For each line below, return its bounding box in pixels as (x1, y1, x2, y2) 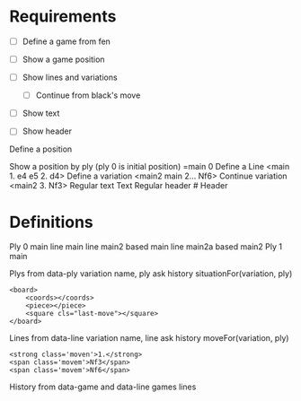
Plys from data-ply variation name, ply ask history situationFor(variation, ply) (9, 268, 293, 279)
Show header (22, 126, 73, 136)
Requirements (9, 6, 117, 27)
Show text (22, 108, 60, 118)
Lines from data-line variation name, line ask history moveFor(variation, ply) (9, 333, 289, 344)
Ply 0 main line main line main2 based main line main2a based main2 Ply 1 (9, 241, 283, 252)
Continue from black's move (35, 90, 141, 100)
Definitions (9, 212, 94, 232)
